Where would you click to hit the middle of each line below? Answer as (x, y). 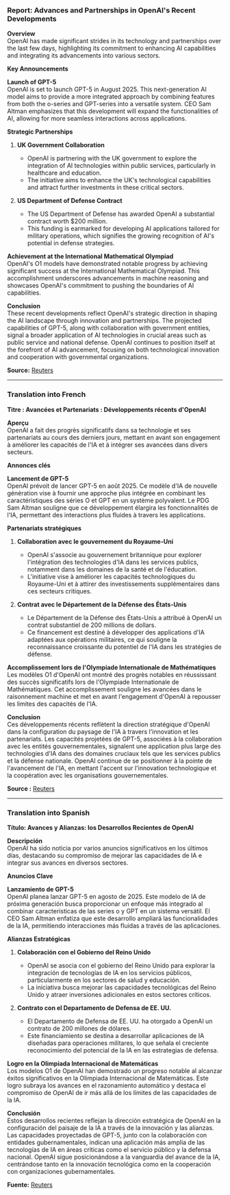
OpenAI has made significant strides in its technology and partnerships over (114, 41)
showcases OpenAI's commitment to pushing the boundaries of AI (101, 286)
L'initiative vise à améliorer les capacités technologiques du (111, 576)
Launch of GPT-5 (32, 82)
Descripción (25, 841)
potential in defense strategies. (71, 243)
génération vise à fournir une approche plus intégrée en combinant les (106, 493)
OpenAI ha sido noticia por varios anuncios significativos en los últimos (108, 848)
